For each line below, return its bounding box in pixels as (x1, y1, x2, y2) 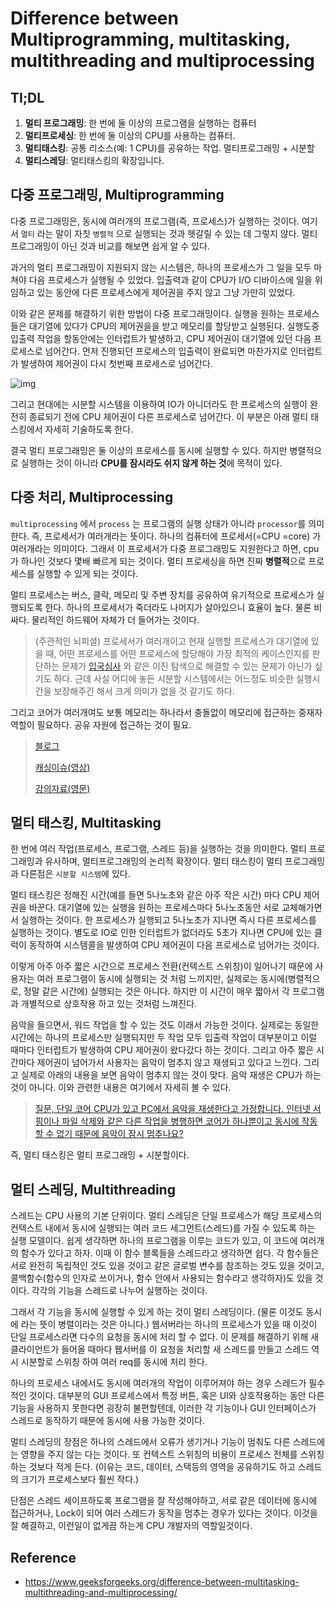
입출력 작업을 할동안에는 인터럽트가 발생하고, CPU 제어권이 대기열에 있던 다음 (10, 332, 312, 344)
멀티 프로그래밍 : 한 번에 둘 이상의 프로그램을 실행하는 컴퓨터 (24, 117, 257, 129)
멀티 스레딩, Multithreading (10, 1181, 176, 1198)
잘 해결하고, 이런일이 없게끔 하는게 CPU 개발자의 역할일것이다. (10, 1520, 253, 1532)
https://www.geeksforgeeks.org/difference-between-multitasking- (24, 1576, 300, 1588)
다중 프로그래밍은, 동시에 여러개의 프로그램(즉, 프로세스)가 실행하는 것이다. (10, 215, 300, 227)
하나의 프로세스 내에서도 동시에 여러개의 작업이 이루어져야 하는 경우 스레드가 (10, 1377, 307, 1389)
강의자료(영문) (34, 782, 91, 794)
